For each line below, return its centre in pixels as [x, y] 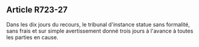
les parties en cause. [32, 37]
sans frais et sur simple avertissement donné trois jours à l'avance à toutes [100, 31]
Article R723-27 [37, 10]
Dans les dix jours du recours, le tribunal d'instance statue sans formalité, [98, 24]
